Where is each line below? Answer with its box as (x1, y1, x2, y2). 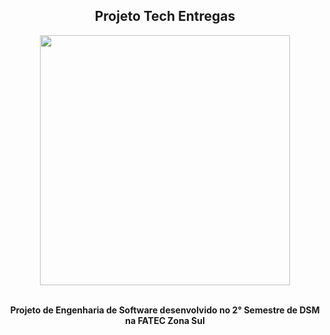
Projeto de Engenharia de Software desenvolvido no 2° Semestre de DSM (10, 304, 320, 316)
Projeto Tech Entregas (94, 8, 236, 25)
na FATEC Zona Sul (125, 314, 205, 326)
